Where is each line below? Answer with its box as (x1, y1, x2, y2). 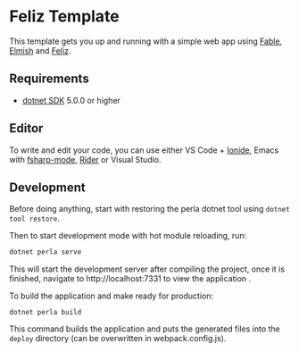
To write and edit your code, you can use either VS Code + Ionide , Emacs (9, 145, 279, 155)
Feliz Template (9, 6, 120, 27)
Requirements (9, 71, 89, 87)
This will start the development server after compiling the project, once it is (9, 264, 286, 274)
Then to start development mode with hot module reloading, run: (9, 230, 247, 241)
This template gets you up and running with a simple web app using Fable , (9, 36, 283, 46)
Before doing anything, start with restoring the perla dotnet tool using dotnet (9, 204, 290, 214)
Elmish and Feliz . (9, 45, 71, 55)
